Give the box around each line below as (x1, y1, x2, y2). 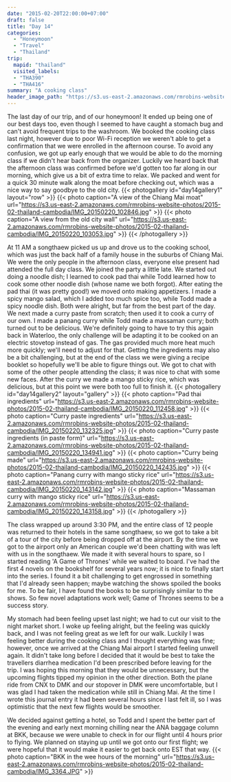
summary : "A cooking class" (7, 87, 88, 94)
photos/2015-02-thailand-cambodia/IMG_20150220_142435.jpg (7, 463, 187, 471)
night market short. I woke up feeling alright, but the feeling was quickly (7, 622, 210, 630)
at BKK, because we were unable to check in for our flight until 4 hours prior (7, 731, 223, 739)
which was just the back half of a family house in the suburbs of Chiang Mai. (7, 251, 224, 259)
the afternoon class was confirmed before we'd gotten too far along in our (7, 164, 217, 172)
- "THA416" (13, 81, 45, 88)
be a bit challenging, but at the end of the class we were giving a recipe (7, 353, 210, 361)
